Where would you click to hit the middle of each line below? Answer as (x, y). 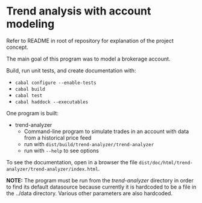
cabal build (30, 89)
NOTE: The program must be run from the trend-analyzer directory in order (100, 180)
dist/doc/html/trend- (166, 163)
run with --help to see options (62, 150)
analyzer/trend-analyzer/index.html (52, 169)
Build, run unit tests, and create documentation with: (71, 70)
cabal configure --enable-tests (55, 83)
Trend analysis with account (79, 11)
